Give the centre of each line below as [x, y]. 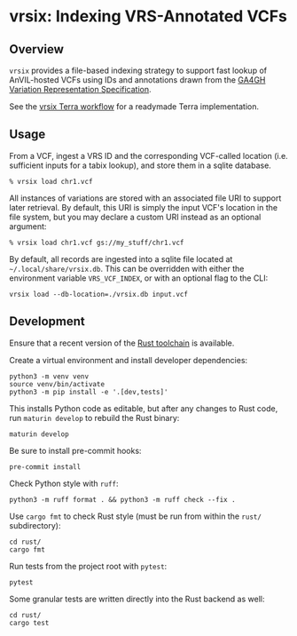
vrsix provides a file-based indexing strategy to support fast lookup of [138, 70]
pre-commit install [45, 467]
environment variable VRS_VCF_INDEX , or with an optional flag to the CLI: [139, 278]
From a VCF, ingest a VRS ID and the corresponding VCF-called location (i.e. [148, 155]
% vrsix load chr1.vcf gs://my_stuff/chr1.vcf [97, 242]
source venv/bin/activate [57, 384]
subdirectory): [35, 525]
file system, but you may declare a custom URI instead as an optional [135, 217]
